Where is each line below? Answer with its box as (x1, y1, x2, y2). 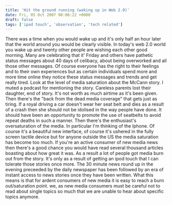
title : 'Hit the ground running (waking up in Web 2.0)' (5, 7, 130, 13)
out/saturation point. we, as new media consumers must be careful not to (5, 183, 161, 189)
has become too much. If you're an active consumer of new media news (5, 139, 158, 146)
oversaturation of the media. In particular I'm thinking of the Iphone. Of (5, 123, 155, 129)
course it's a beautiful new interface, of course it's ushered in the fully (5, 129, 154, 135)
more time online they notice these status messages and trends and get (5, 74, 157, 80)
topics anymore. (5, 194, 40, 200)
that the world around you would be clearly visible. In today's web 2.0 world (5, 42, 166, 48)
